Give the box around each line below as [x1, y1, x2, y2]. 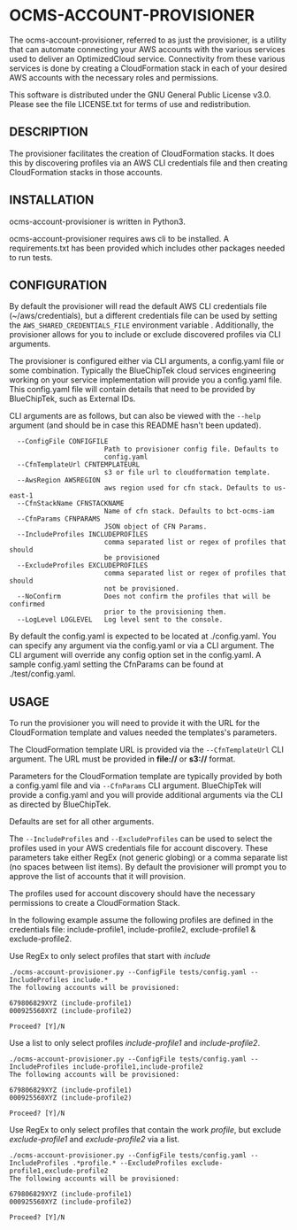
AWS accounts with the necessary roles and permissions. [9, 72, 219, 82]
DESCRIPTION [9, 125, 88, 140]
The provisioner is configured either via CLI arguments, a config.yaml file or [9, 356, 285, 367]
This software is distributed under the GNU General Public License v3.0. [9, 89, 271, 100]
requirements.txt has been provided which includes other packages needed [9, 243, 286, 253]
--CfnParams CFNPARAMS [17, 514, 101, 523]
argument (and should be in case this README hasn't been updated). [9, 420, 262, 430]
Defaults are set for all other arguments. [9, 816, 155, 827]
